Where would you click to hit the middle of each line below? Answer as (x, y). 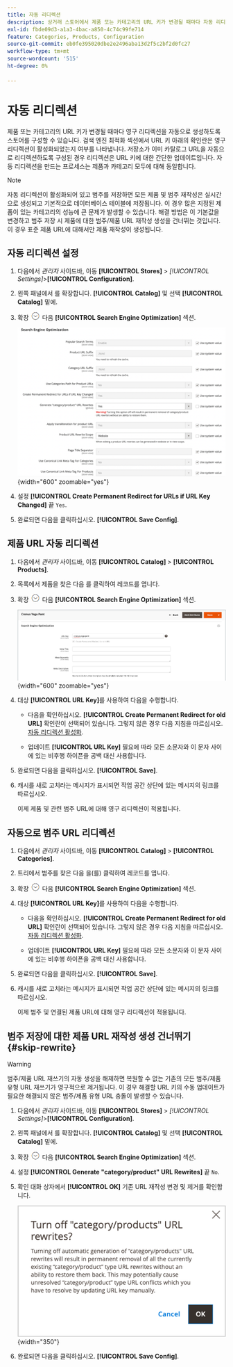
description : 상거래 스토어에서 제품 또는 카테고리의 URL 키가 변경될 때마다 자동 (110, 22)
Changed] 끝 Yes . (42, 505)
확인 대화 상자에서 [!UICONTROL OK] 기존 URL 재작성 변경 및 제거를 (111, 1186)
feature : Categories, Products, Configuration (76, 37)
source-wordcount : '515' (43, 59)
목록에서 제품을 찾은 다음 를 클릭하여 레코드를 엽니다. (88, 583)
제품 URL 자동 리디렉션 (53, 543)
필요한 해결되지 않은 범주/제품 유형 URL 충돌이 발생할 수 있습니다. (95, 1096)
